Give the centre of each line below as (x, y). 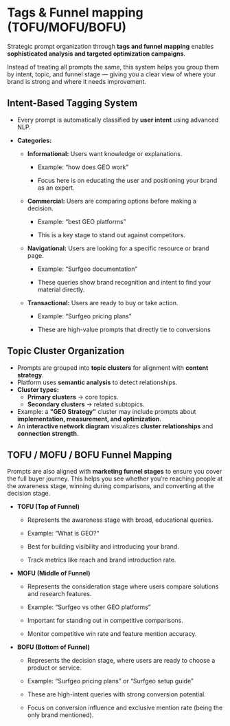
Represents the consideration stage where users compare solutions (123, 586)
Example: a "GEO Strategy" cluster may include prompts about (106, 411)
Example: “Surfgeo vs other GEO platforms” (89, 607)
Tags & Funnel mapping (75, 13)
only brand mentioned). (60, 715)
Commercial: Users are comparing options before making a (112, 201)
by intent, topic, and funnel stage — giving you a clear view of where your (112, 74)
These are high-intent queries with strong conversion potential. (116, 694)
